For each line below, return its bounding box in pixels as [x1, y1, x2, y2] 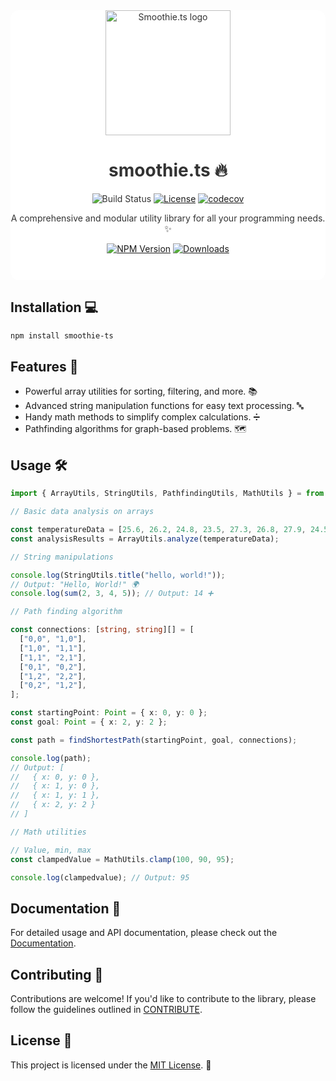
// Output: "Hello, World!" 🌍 [10, 579, 140, 589]
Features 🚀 [10, 359, 79, 376]
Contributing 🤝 [10, 966, 104, 983]
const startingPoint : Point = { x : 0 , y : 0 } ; [10, 708, 208, 718]
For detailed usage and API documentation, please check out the [10, 927, 278, 939]
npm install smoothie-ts [10, 330, 114, 341]
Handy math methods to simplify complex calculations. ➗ [24, 411, 260, 423]
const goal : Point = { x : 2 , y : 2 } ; [10, 717, 168, 727]
